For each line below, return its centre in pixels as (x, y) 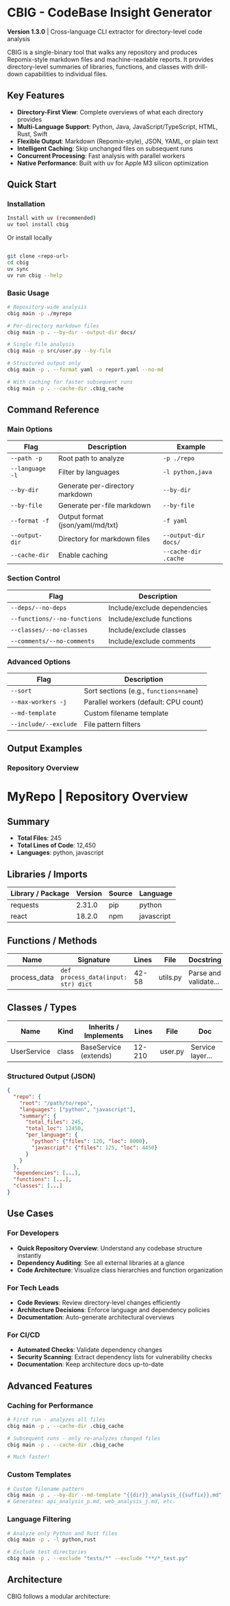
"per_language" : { (51, 1135)
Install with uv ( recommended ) (52, 218)
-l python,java (187, 472)
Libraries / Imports (47, 874)
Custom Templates (39, 1474)
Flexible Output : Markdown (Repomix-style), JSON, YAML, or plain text (117, 141)
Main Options (30, 430)
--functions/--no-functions (56, 619)
